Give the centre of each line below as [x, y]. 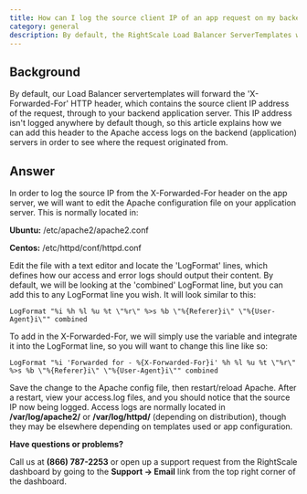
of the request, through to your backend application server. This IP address [151, 113]
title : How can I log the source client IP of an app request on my [143, 18]
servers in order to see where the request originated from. [119, 142]
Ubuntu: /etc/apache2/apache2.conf [79, 230]
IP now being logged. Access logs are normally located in [117, 407]
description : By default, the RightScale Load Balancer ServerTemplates [151, 35]
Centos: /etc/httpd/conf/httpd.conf [75, 248]
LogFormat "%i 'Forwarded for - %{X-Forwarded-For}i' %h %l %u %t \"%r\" [153, 363]
